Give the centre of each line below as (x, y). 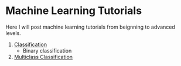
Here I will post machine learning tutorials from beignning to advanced (90, 27)
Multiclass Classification (43, 57)
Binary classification (47, 50)
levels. (13, 33)
